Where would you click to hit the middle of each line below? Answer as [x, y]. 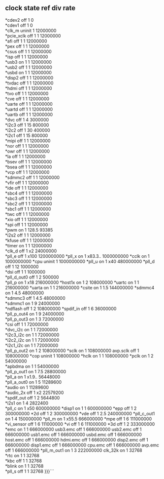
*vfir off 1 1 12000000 [27, 183]
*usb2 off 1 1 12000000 [29, 67]
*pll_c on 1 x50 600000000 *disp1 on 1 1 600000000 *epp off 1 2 [71, 408]
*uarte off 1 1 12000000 [29, 104]
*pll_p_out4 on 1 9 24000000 [35, 314]
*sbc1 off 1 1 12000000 [28, 209]
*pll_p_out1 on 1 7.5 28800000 [36, 371]
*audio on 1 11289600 [27, 387]
